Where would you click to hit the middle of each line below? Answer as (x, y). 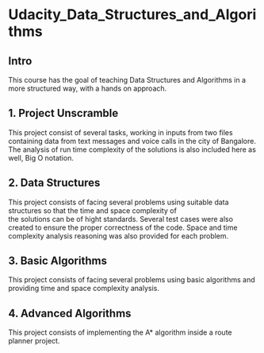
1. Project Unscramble (63, 113)
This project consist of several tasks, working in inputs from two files (121, 132)
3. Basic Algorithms (57, 261)
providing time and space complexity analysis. (84, 289)
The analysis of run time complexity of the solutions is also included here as (132, 149)
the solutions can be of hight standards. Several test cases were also (121, 219)
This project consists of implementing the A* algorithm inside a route (120, 332)
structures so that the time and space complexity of (92, 210)
